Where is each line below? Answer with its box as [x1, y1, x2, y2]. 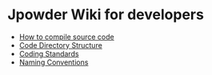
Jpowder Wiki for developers [7, 6, 205, 24]
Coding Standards [18, 49, 79, 58]
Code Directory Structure [18, 40, 103, 49]
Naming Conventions [18, 57, 89, 67]
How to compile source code [18, 32, 114, 41]
